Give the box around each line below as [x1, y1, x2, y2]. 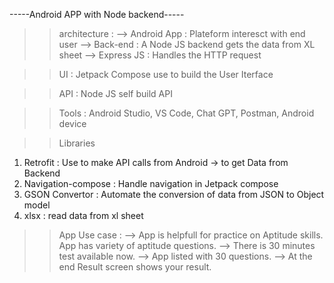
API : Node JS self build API [58, 88, 173, 99]
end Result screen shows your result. [58, 261, 212, 273]
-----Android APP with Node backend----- [9, 9, 185, 20]
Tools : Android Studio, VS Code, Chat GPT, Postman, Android [58, 107, 315, 119]
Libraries [58, 137, 96, 149]
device [58, 118, 87, 129]
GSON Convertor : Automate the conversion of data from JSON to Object [23, 189, 325, 200]
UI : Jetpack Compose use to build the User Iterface [58, 69, 274, 80]
